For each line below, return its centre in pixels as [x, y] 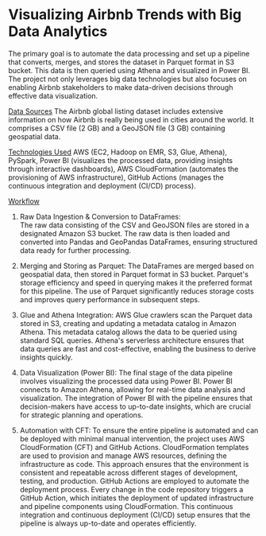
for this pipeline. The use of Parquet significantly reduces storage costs [137, 291]
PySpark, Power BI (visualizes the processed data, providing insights [121, 160]
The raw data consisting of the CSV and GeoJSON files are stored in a [135, 225]
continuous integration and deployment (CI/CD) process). [102, 185]
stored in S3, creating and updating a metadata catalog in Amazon [128, 323]
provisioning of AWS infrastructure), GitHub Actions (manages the [116, 177]
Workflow [24, 201]
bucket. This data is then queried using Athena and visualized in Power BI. [129, 70]
